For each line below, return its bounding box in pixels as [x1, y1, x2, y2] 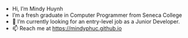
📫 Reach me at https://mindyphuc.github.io [12, 25, 122, 32]
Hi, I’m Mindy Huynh [12, 5, 63, 12]
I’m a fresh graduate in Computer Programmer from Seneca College [12, 11, 183, 19]
